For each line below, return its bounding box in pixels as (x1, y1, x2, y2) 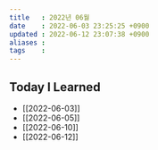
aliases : (9, 37, 46, 47)
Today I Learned (9, 79, 101, 95)
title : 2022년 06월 (9, 12, 90, 22)
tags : (9, 46, 46, 55)
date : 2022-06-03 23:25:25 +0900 (9, 21, 150, 30)
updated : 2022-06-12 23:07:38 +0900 (9, 29, 150, 38)
